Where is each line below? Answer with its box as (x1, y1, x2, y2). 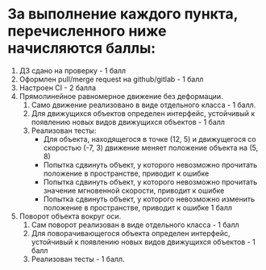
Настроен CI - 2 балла (19, 82, 97, 93)
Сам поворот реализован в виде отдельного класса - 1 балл (31, 219, 239, 230)
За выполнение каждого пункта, (7, 5, 239, 23)
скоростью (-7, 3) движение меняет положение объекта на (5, (43, 143, 259, 152)
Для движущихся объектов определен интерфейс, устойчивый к (31, 108, 256, 118)
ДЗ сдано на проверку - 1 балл (19, 65, 127, 75)
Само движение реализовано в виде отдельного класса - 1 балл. (31, 100, 256, 110)
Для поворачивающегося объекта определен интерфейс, (31, 228, 231, 238)
